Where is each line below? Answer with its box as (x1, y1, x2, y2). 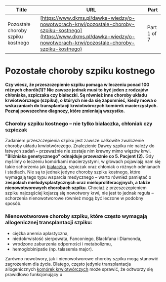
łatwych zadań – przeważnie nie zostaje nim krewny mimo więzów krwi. (5, 148, 151, 154)
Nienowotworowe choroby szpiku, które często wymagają (5, 213, 147, 220)
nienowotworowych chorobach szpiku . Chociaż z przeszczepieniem (5, 185, 147, 191)
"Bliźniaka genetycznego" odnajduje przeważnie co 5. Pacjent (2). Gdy (5, 153, 154, 160)
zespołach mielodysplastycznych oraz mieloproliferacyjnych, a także (5, 180, 151, 186)
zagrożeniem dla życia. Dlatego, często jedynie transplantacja (5, 261, 131, 267)
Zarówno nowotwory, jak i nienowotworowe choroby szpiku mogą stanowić (5, 255, 159, 261)
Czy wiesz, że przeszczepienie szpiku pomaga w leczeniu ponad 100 (5, 81, 150, 87)
